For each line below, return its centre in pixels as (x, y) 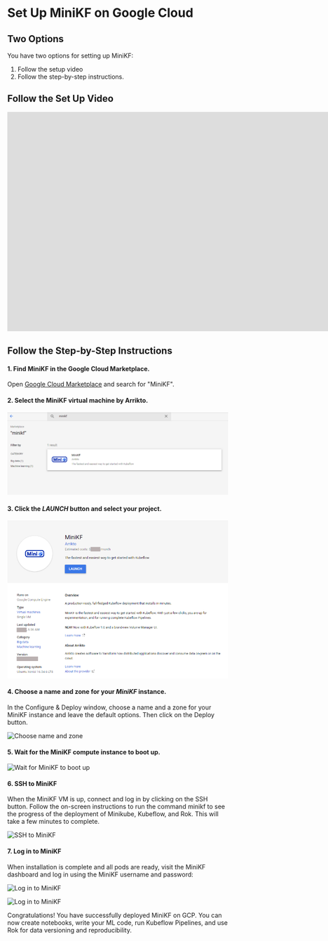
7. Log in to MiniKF (34, 851)
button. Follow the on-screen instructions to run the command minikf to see (116, 807)
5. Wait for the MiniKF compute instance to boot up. (84, 752)
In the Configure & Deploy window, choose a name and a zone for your (109, 707)
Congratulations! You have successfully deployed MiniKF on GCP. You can (115, 915)
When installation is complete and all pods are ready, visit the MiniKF (107, 867)
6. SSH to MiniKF (32, 783)
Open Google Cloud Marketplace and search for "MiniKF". (91, 385)
